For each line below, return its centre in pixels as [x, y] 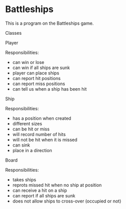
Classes [13, 33]
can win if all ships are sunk [41, 67]
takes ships [24, 179]
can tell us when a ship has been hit [49, 89]
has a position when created [42, 118]
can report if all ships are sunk [44, 195]
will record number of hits [39, 134]
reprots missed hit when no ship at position [57, 185]
